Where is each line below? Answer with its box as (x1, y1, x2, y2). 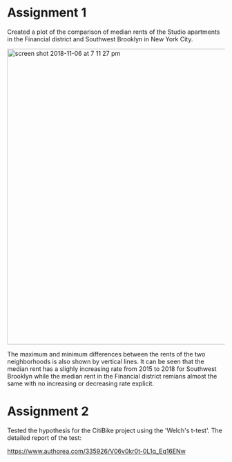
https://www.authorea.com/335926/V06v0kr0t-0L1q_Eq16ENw (7, 447, 186, 455)
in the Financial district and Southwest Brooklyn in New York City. (7, 34, 193, 43)
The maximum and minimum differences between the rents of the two (7, 350, 206, 358)
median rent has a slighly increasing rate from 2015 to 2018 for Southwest (7, 364, 217, 373)
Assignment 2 (7, 403, 89, 419)
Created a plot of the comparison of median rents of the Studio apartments (7, 28, 220, 36)
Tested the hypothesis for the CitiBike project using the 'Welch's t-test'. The (7, 426, 222, 434)
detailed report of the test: (7, 433, 81, 442)
